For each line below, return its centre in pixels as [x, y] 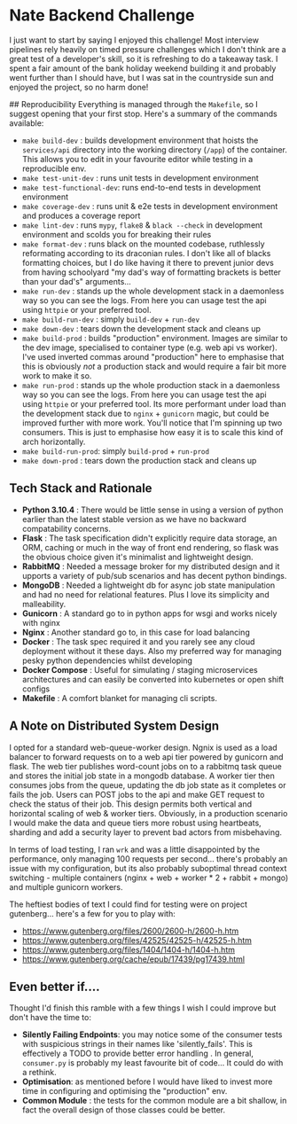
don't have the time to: [50, 1018]
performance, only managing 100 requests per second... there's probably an [148, 859]
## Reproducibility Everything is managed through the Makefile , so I [134, 104]
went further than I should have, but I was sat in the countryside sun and [141, 77]
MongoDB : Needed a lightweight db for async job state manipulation [148, 585]
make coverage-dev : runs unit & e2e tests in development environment [150, 206]
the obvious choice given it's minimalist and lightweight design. [138, 557]
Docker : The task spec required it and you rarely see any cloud [138, 641]
